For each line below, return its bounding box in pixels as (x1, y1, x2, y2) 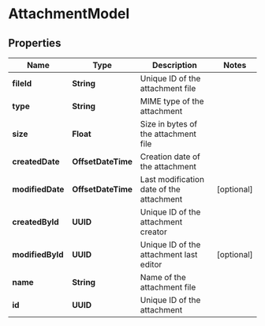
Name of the (140, 272, 187, 282)
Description (152, 60, 197, 70)
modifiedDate (12, 184, 65, 195)
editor (140, 259, 162, 270)
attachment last (140, 249, 198, 260)
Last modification (140, 174, 205, 184)
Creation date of (140, 151, 201, 162)
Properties (8, 36, 62, 50)
